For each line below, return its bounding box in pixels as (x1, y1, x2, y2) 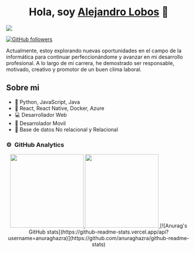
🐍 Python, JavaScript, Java (14, 98, 80, 105)
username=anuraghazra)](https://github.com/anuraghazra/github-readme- (8, 235, 190, 242)
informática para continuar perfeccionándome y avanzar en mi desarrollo (6, 53, 183, 60)
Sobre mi (6, 83, 40, 93)
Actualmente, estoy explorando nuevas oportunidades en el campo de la (6, 47, 182, 54)
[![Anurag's (160, 222, 187, 230)
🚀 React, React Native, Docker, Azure (14, 104, 105, 112)
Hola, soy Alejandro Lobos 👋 (28, 5, 169, 19)
